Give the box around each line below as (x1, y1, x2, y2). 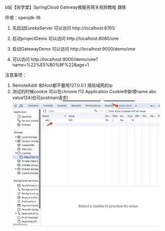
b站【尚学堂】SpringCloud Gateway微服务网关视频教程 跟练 (5, 4, 127, 10)
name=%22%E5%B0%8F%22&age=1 (12, 62, 89, 68)
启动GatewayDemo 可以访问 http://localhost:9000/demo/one (12, 46, 136, 51)
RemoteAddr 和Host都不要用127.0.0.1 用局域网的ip (12, 82, 113, 88)
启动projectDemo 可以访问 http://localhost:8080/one (12, 36, 119, 41)
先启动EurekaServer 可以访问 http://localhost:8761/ (12, 25, 115, 31)
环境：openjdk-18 (5, 15, 41, 21)
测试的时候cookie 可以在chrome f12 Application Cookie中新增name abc (12, 89, 157, 94)
